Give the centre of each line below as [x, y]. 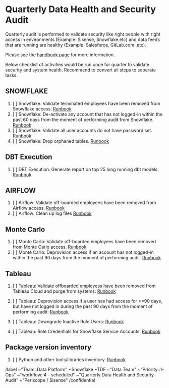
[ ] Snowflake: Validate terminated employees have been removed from [86, 103]
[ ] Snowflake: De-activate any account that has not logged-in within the [88, 114]
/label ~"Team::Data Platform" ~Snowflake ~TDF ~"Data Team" [71, 369]
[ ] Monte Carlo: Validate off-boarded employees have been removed [84, 242]
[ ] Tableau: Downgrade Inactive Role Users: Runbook [68, 322]
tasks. [12, 75]
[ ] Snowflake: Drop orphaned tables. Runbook [61, 141]
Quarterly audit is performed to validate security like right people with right [83, 34]
